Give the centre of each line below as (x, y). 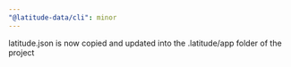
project (21, 52)
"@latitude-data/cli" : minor (63, 17)
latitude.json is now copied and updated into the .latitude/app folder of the (145, 43)
